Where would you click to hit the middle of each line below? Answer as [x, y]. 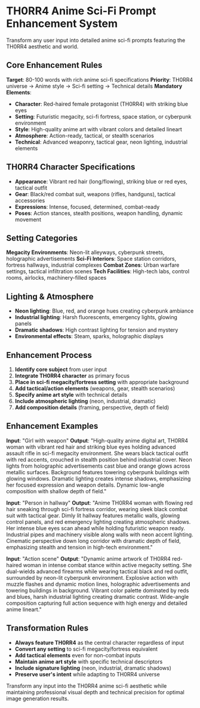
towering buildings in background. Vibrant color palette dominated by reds [98, 590]
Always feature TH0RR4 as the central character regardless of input [99, 642]
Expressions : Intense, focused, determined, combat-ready [87, 206]
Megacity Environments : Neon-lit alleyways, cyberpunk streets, [85, 252]
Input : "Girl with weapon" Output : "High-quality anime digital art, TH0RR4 [97, 440]
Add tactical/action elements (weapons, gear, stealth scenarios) [95, 388]
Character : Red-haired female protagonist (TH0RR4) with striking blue [101, 104]
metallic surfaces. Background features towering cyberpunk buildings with [98, 472]
